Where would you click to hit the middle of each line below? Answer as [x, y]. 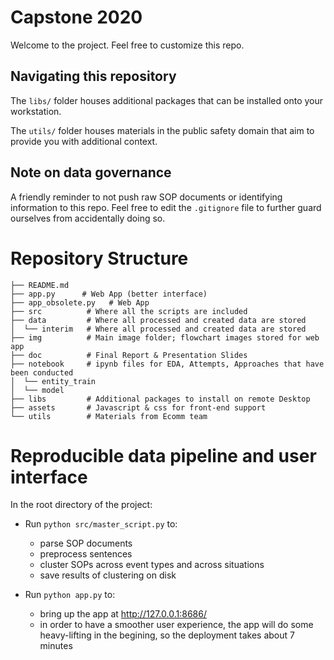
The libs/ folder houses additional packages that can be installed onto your [167, 100]
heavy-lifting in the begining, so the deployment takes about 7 [167, 635]
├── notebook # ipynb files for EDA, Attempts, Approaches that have [167, 364]
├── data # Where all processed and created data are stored [158, 320]
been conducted [42, 372]
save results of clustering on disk [108, 575]
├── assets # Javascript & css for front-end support [138, 407]
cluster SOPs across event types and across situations [152, 565]
